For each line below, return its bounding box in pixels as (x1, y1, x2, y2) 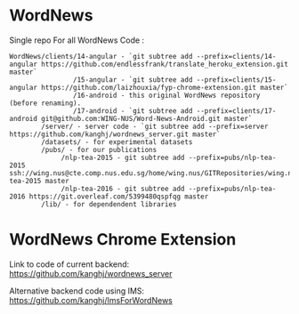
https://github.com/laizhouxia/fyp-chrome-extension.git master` (41, 83, 289, 92)
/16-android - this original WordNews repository (72, 91, 261, 100)
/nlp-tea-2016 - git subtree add (61, 184, 185, 193)
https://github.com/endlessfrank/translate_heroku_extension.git (41, 60, 289, 68)
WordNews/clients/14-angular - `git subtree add (9, 52, 193, 60)
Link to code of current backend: (9, 259, 130, 270)
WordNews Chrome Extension (9, 229, 237, 250)
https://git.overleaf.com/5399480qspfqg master (28, 192, 209, 201)
